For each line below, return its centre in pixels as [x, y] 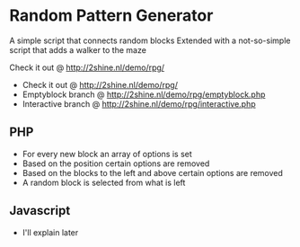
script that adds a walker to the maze [78, 49]
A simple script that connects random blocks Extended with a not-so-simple [150, 40]
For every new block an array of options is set [107, 154]
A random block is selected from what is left [104, 182]
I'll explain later [50, 232]
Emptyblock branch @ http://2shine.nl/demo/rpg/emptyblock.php [144, 94]
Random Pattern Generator [111, 16]
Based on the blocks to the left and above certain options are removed [152, 172]
